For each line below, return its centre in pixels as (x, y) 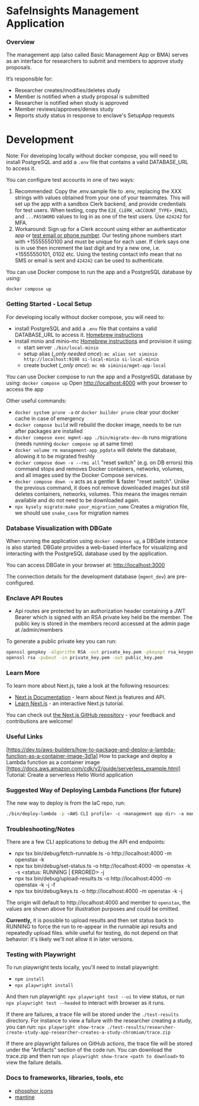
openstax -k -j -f (35, 885)
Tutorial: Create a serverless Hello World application (70, 774)
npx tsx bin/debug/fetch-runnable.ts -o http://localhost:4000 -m (93, 853)
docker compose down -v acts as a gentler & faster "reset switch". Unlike (102, 481)
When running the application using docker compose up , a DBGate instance (97, 541)
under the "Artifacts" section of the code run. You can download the (89, 1050)
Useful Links (25, 737)
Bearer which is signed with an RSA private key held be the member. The (104, 618)
